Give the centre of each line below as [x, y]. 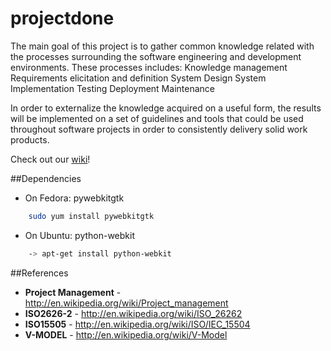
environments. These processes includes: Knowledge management [149, 67]
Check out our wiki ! [50, 159]
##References [39, 273]
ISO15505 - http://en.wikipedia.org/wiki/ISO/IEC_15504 [137, 324]
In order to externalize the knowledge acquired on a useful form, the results [166, 108]
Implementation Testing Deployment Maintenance [112, 88]
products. [30, 139]
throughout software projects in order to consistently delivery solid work [159, 129]
